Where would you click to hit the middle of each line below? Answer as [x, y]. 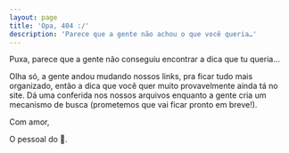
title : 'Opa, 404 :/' [50, 26]
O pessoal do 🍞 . [39, 140]
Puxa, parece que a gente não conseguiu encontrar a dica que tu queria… [145, 60]
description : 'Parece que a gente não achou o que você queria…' [133, 34]
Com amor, [29, 122]
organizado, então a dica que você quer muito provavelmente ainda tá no [144, 86]
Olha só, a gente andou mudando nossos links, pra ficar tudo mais [131, 76]
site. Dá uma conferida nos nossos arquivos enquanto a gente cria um [138, 95]
